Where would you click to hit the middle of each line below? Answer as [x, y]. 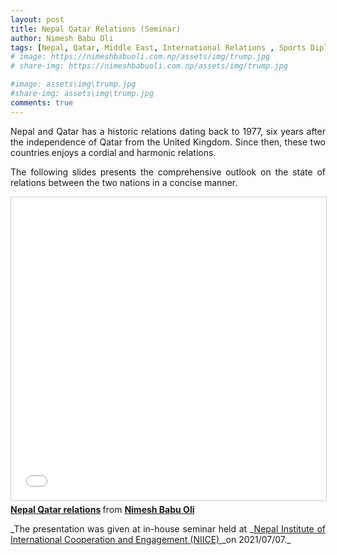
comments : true [42, 102]
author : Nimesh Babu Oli [62, 38]
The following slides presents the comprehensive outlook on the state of [168, 172]
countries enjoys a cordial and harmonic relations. [113, 152]
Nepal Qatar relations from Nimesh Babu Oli [102, 509]
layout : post [37, 19]
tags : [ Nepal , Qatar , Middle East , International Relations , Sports [158, 47]
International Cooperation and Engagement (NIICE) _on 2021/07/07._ [151, 539]
